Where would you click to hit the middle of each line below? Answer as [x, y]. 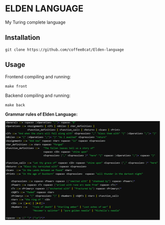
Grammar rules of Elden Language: [41, 114]
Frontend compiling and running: [38, 76]
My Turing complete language [35, 22]
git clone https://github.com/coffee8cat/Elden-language [65, 50]
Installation [23, 38]
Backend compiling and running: [38, 95]
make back [15, 105]
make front [16, 86]
